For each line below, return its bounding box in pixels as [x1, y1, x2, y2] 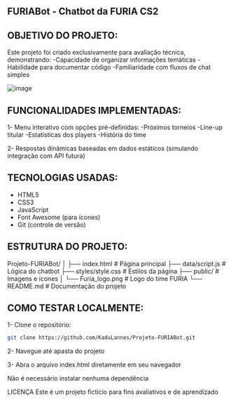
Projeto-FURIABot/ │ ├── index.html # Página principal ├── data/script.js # [7, 259, 226, 267]
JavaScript [17, 205, 49, 213]
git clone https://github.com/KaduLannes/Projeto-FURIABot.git [7, 334, 196, 341]
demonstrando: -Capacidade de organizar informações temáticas [7, 55, 196, 64]
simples [7, 70, 30, 79]
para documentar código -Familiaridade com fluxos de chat [39, 63, 211, 72]
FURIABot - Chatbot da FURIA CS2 [7, 6, 159, 18]
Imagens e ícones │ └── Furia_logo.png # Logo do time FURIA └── [7, 274, 203, 283]
